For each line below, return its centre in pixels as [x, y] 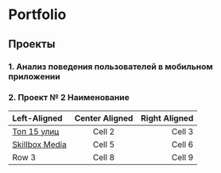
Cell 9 [182, 157]
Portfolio [37, 15]
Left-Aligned [37, 118]
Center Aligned [104, 118]
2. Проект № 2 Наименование [69, 98]
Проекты [32, 44]
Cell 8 [104, 157]
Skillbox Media [40, 144]
